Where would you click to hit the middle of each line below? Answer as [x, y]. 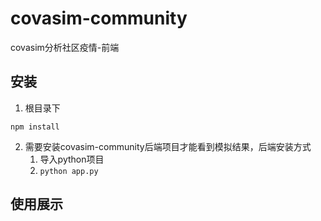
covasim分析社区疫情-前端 [65, 47]
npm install [35, 127]
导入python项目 [72, 159]
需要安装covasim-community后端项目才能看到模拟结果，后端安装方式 [168, 146]
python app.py [69, 171]
